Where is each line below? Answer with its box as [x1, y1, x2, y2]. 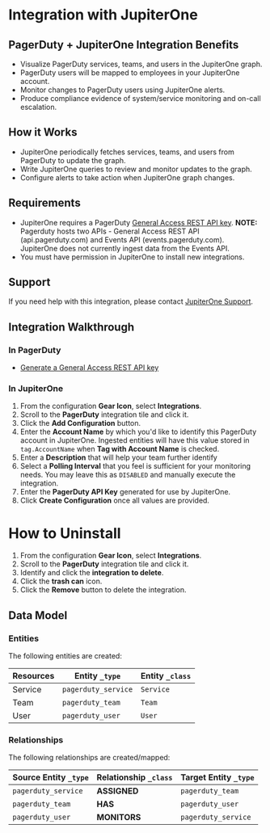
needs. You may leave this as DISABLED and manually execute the [19, 470, 236, 480]
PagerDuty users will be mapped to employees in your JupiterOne [19, 68, 240, 78]
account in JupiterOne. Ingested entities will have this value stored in [19, 435, 250, 445]
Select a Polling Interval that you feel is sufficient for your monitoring [19, 461, 251, 471]
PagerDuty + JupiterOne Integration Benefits [8, 38, 239, 52]
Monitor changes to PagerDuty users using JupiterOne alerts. [19, 85, 226, 95]
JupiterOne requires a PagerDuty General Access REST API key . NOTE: [19, 217, 258, 227]
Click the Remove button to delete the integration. [19, 585, 187, 595]
